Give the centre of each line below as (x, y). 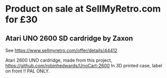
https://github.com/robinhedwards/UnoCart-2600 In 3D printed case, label (84, 66)
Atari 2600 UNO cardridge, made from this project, (59, 60)
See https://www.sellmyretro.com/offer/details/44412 (61, 50)
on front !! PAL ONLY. (28, 71)
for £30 (21, 19)
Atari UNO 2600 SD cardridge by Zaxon (69, 38)
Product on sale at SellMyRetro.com (83, 9)
